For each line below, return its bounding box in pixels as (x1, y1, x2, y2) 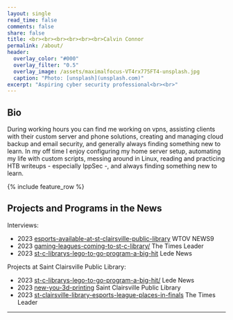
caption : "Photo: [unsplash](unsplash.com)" (13, 74, 144, 82)
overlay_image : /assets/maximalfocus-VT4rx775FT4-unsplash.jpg (13, 68, 200, 75)
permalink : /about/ (7, 42, 64, 49)
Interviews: (7, 221, 40, 229)
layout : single (7, 10, 51, 17)
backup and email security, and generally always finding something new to (7, 140, 221, 148)
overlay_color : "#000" (13, 55, 79, 62)
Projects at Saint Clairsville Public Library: (7, 263, 126, 271)
